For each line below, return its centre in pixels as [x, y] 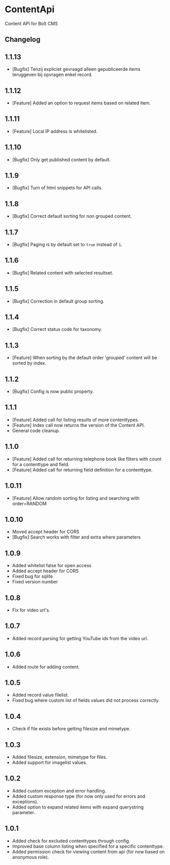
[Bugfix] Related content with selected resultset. [63, 273]
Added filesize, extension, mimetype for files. [60, 757]
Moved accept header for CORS [46, 532]
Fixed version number [35, 582]
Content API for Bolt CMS [31, 23]
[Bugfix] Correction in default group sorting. [58, 301]
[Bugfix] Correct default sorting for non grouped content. [72, 216]
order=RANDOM [29, 503]
